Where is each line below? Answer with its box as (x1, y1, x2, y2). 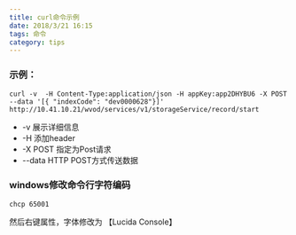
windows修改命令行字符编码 (9, 179, 131, 192)
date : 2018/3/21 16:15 (9, 21, 93, 30)
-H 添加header (21, 132, 76, 143)
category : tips (9, 37, 66, 47)
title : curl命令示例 (9, 12, 80, 22)
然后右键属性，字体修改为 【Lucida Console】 (9, 216, 177, 227)
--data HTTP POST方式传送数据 (21, 154, 139, 165)
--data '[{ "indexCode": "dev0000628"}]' (9, 97, 165, 106)
